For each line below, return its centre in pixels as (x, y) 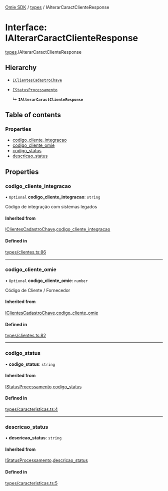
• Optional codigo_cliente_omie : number (46, 281)
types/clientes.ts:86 (26, 252)
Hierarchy (21, 68)
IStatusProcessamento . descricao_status (47, 460)
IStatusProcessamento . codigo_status (43, 387)
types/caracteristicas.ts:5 (31, 483)
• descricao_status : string (33, 438)
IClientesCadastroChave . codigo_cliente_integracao (58, 229)
